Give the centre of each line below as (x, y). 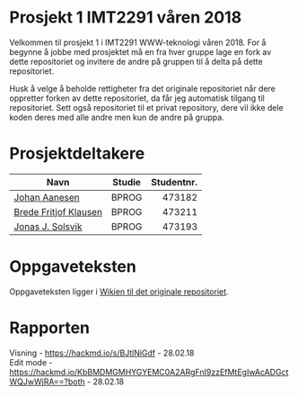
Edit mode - (31, 362)
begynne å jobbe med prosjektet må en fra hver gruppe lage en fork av (140, 51)
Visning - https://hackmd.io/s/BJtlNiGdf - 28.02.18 (102, 353)
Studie (127, 182)
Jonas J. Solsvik (48, 226)
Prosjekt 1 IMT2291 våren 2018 (126, 18)
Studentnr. (175, 182)
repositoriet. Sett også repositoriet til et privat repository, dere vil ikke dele (147, 107)
